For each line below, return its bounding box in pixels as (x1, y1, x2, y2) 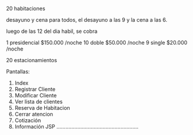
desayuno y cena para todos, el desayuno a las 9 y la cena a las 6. (6, 16, 168, 23)
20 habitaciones (6, 5, 45, 12)
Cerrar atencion (14, 111, 53, 117)
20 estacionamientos (6, 57, 57, 63)
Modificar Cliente (14, 92, 57, 99)
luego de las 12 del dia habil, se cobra (6, 28, 98, 35)
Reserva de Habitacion (14, 104, 70, 111)
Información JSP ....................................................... (14, 123, 139, 130)
